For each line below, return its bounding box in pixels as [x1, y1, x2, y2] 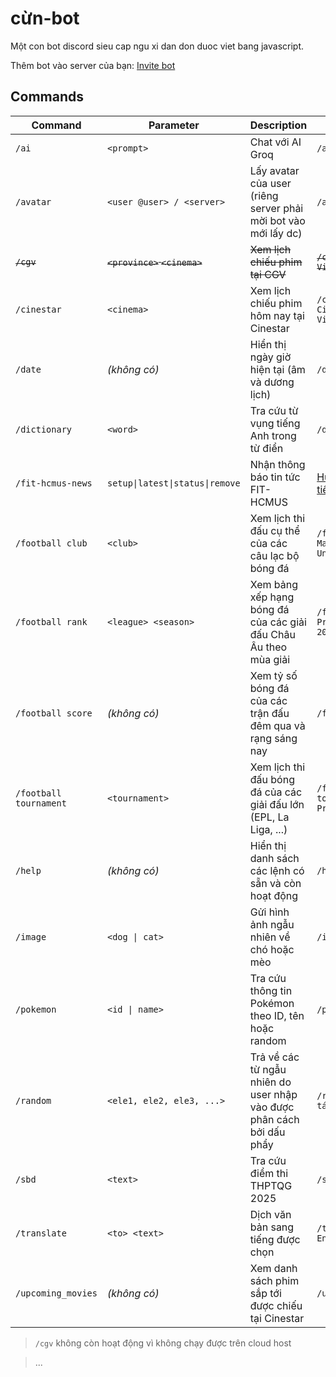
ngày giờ [249, 350, 292, 364]
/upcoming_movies [15, 1287, 98, 1299]
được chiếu [249, 1298, 303, 1312]
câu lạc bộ [249, 548, 300, 562]
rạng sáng [249, 731, 298, 745]
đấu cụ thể [249, 523, 301, 537]
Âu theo [249, 640, 288, 654]
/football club [15, 537, 88, 549]
